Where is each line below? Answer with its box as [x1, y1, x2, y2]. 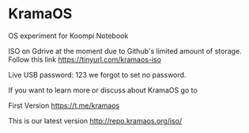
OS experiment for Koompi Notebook [8, 31, 129, 40]
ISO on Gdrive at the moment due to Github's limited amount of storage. [8, 46, 243, 55]
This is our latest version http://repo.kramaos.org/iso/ [8, 116, 183, 125]
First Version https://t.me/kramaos [8, 101, 120, 110]
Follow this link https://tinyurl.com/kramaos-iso [8, 55, 162, 64]
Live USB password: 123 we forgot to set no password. [8, 70, 187, 79]
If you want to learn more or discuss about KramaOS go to [8, 85, 198, 95]
